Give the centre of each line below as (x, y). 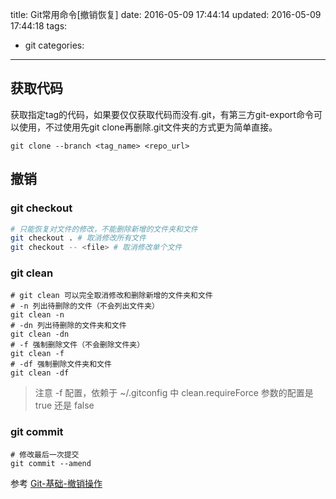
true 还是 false (64, 405)
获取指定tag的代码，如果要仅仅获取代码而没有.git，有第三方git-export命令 (162, 114)
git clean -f (37, 354)
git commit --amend (51, 463)
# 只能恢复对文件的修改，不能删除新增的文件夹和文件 (104, 229)
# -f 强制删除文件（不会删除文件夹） (77, 345)
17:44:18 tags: (39, 26)
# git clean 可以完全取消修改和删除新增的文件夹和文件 (111, 296)
